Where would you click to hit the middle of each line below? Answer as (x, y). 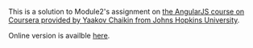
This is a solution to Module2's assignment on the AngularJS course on (126, 12)
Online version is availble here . (59, 36)
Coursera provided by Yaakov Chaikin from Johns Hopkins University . (124, 20)
